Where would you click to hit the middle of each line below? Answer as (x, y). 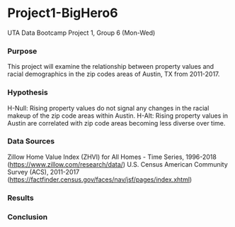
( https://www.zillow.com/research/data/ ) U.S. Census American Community (117, 164)
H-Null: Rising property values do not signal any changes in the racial (108, 108)
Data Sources (31, 141)
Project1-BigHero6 (63, 13)
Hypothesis (28, 92)
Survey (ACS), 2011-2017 (44, 172)
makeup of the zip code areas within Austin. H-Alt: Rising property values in (118, 116)
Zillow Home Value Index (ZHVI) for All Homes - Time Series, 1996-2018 (112, 157)
